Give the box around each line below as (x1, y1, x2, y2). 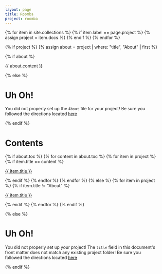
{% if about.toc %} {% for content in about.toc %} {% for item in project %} (5, 154, 156, 159)
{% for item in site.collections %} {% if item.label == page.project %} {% (5, 30, 151, 36)
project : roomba (5, 16, 38, 21)
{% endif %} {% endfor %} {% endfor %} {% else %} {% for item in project (5, 177, 155, 183)
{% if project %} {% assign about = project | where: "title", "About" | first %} (5, 44, 158, 50)
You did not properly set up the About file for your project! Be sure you (5, 106, 145, 112)
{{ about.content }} (5, 63, 43, 69)
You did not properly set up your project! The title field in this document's (5, 244, 156, 250)
